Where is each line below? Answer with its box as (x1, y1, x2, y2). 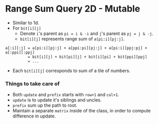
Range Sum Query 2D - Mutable (5, 3, 140, 15)
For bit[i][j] (12, 25, 41, 31)
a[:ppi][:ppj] (5, 50, 35, 55)
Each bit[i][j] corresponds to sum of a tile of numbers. (12, 68, 131, 74)
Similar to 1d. (12, 20, 39, 26)
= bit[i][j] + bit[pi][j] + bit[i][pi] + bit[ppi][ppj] (27, 54, 147, 59)
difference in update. (12, 113, 56, 119)
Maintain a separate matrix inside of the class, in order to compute (12, 108, 151, 114)
